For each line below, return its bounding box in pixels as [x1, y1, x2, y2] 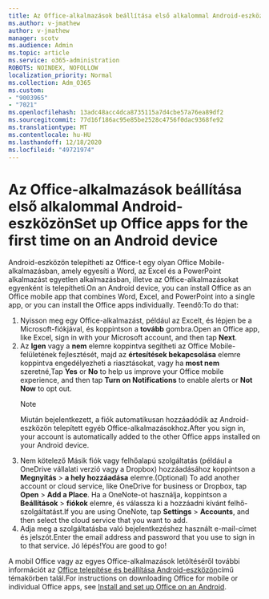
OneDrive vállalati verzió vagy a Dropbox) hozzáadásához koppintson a [19, 464, 256, 474]
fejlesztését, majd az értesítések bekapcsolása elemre [58, 350, 242, 360]
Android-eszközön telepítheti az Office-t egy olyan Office [8, 258, 198, 267]
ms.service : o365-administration [8, 57, 120, 65]
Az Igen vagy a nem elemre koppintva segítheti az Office [19, 341, 208, 351]
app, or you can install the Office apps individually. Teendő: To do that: [8, 300, 239, 310]
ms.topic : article [8, 49, 70, 57]
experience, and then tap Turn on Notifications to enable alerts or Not [19, 376, 253, 385]
